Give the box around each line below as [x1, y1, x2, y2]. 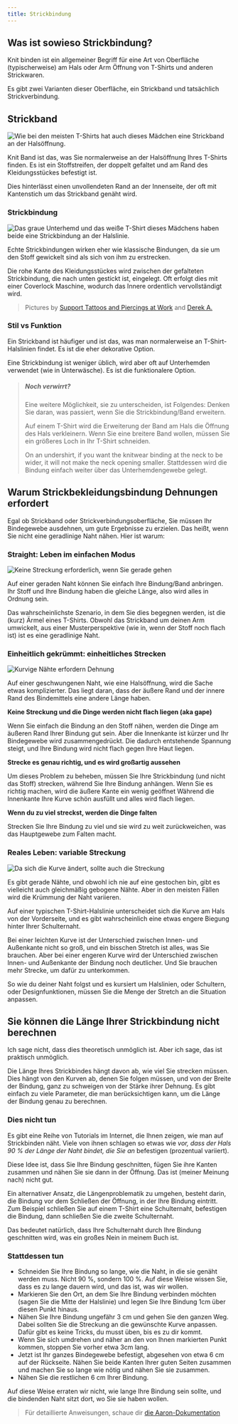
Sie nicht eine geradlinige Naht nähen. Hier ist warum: [7, 532, 166, 540]
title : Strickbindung [7, 10, 72, 18]
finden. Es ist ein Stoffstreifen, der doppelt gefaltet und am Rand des [7, 161, 208, 170]
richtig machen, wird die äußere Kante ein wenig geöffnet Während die [7, 787, 215, 795]
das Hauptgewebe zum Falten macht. [7, 830, 117, 838]
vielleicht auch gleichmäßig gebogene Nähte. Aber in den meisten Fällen [7, 885, 220, 894]
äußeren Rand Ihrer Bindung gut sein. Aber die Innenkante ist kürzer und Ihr [7, 729, 229, 738]
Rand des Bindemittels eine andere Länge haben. [7, 694, 151, 703]
